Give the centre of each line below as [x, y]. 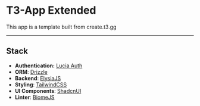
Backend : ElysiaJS [38, 78]
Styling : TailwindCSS [41, 85]
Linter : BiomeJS [35, 97]
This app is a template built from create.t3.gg [61, 27]
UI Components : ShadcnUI [48, 91]
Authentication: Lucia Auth [49, 66]
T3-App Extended [51, 10]
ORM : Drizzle [31, 71]
